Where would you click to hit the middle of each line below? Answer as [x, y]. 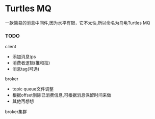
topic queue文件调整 [33, 89]
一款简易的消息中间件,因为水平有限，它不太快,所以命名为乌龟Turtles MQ [78, 23]
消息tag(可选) [26, 69]
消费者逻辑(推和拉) [31, 63]
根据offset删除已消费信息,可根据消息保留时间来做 [62, 95]
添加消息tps [24, 57]
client [11, 47]
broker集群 [16, 112]
